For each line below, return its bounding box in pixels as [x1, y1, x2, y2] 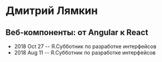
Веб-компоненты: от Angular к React [5, 27, 148, 37]
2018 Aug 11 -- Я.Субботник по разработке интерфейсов [14, 49, 156, 56]
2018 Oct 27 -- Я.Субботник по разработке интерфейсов [14, 43, 157, 50]
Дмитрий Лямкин [5, 4, 98, 18]
